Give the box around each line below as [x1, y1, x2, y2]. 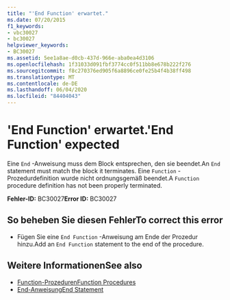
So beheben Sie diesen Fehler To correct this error [7, 214, 223, 226]
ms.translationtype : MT [7, 73, 75, 81]
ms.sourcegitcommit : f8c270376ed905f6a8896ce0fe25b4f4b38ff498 [7, 67, 192, 74]
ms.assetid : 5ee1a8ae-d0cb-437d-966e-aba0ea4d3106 [7, 55, 155, 62]
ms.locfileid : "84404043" [7, 93, 81, 100]
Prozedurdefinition [7, 174, 60, 182]
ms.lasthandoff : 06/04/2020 [7, 86, 88, 93]
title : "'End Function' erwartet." [7, 10, 109, 17]
